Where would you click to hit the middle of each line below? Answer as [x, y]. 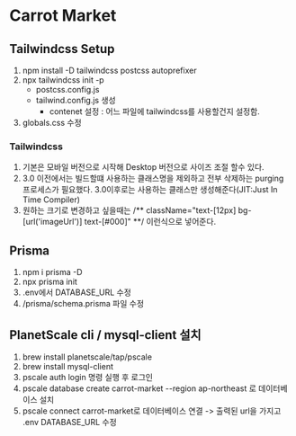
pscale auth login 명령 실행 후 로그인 [88, 377]
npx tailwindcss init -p [63, 80]
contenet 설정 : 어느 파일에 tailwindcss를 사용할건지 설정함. [155, 111]
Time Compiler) [51, 200]
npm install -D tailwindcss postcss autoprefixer [109, 70]
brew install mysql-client [68, 366]
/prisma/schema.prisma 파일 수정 [83, 304]
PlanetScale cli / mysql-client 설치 [105, 335]
